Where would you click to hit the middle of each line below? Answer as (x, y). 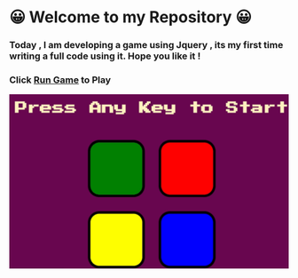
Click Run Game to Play (60, 80)
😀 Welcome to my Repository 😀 (131, 17)
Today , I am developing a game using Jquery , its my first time (146, 45)
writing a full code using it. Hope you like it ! (105, 56)
